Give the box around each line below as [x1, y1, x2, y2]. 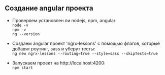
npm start [12, 65, 34, 70]
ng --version [12, 31, 40, 37]
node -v [12, 23, 28, 28]
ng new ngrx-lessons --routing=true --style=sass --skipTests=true [12, 51, 158, 56]
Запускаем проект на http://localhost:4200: [12, 60, 106, 66]
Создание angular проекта [5, 4, 93, 13]
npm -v [12, 27, 26, 32]
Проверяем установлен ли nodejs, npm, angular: [12, 17, 117, 23]
